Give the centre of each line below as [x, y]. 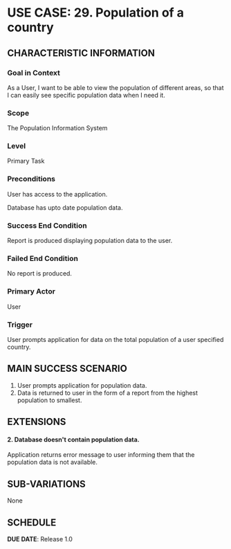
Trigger [20, 325]
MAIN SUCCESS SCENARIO [67, 369]
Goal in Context [34, 73]
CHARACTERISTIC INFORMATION [81, 53]
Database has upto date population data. [65, 207]
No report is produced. [40, 273]
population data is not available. [53, 462]
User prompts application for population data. [82, 385]
